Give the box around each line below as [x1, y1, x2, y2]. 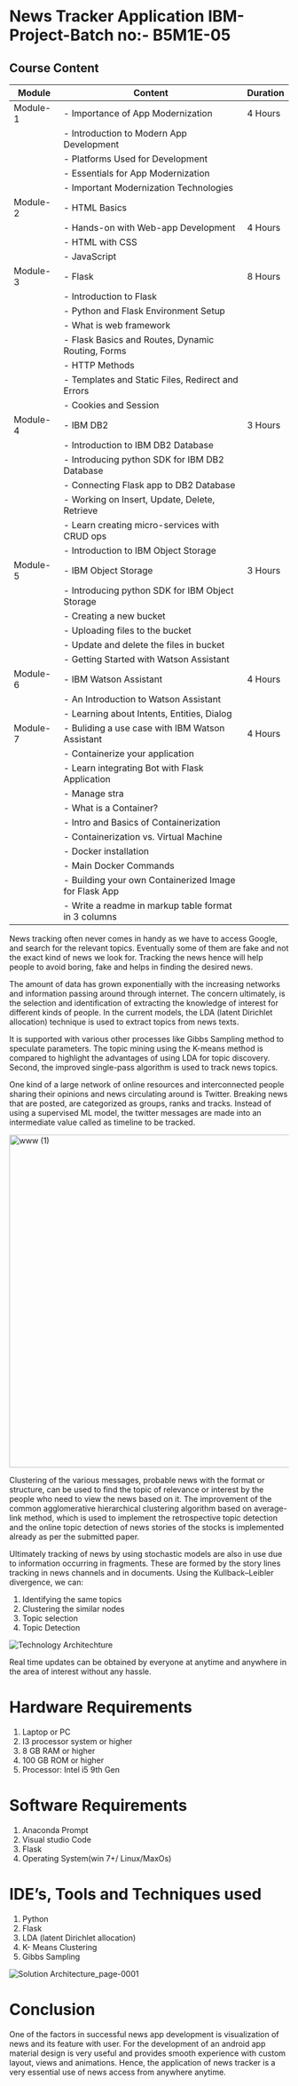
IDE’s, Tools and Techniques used [9, 1885, 262, 1905]
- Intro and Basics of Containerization [63, 817, 221, 828]
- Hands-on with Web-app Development [63, 222, 236, 233]
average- [254, 1503, 287, 1513]
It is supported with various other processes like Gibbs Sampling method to [9, 1034, 285, 1044]
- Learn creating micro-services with [63, 519, 220, 531]
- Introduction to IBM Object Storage [63, 544, 217, 557]
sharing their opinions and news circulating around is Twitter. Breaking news [9, 1089, 288, 1099]
